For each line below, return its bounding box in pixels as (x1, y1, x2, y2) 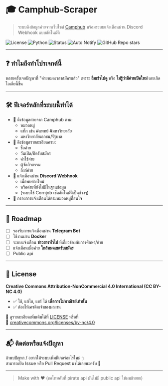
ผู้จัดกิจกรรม (20, 161, 41, 167)
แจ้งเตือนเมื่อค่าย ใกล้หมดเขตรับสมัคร (12, 245, 74, 251)
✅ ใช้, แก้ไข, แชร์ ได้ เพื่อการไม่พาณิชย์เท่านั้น (12, 298, 87, 304)
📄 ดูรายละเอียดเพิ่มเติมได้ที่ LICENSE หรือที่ (5, 314, 79, 320)
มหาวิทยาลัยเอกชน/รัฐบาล (20, 133, 63, 139)
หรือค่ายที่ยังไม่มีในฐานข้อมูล (20, 184, 66, 190)
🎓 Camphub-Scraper (5, 4, 98, 15)
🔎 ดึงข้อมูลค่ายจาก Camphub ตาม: (12, 116, 73, 122)
